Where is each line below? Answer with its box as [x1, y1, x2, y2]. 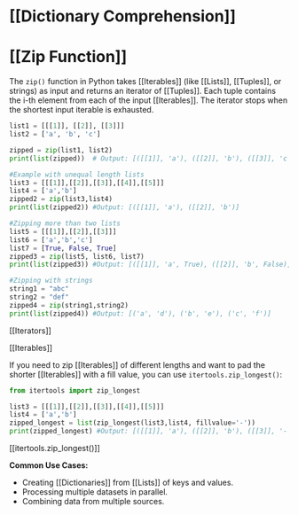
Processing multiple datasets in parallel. [21, 487, 169, 497]
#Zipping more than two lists [9, 219, 122, 228]
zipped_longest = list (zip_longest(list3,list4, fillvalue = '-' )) [9, 418, 255, 427]
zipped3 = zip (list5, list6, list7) [9, 252, 145, 261]
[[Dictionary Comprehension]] [9, 6, 237, 27]
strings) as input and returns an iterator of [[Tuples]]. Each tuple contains [9, 86, 277, 97]
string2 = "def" [9, 293, 69, 301]
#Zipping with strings [9, 277, 93, 285]
